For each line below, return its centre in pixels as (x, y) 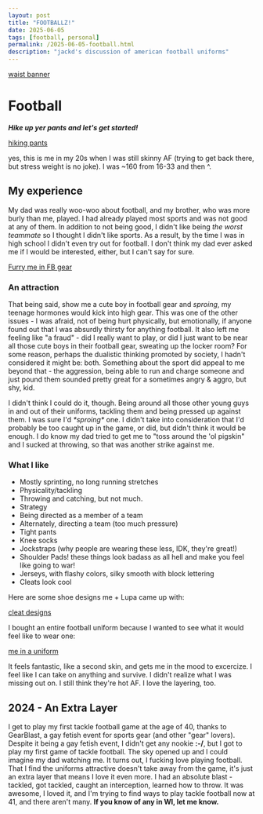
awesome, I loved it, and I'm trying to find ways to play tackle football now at (131, 794)
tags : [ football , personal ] (54, 37)
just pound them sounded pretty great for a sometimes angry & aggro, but (127, 380)
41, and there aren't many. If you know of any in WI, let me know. (113, 802)
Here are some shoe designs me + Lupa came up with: (96, 597)
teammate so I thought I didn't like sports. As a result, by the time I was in (126, 235)
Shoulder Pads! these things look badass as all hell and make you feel (132, 557)
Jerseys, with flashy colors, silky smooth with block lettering (117, 574)
